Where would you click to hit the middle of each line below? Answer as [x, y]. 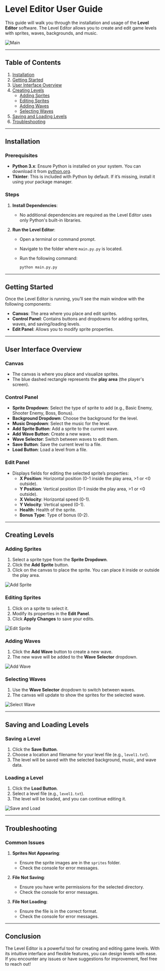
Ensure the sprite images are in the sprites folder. [70, 862]
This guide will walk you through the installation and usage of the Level [77, 23]
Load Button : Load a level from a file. [50, 450]
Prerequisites [21, 156]
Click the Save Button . [35, 749]
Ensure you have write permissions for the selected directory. [82, 887]
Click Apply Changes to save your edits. [53, 619]
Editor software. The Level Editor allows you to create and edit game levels [81, 28]
